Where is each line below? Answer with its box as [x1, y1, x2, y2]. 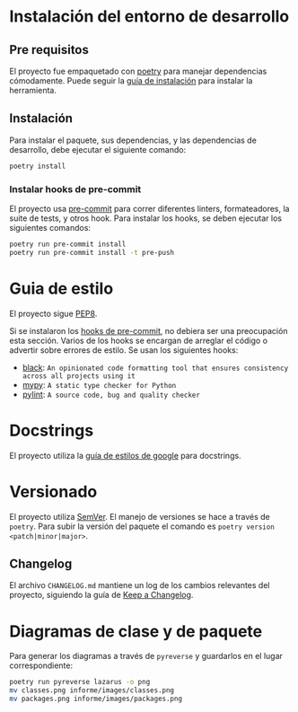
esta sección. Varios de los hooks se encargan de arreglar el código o [9, 335, 267, 346]
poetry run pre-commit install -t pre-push [9, 248, 175, 257]
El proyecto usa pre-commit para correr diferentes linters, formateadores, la [9, 203, 290, 214]
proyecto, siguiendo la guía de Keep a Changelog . [9, 590, 194, 601]
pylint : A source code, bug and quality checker [22, 389, 200, 400]
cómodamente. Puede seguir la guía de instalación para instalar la [9, 75, 253, 86]
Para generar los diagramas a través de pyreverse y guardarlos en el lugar [9, 651, 283, 662]
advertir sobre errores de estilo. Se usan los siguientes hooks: [9, 344, 239, 356]
